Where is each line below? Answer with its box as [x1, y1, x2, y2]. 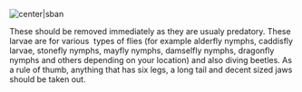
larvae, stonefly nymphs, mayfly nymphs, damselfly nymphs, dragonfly [9, 45, 275, 56]
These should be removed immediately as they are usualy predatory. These [9, 26, 292, 36]
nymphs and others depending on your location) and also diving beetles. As [9, 55, 293, 65]
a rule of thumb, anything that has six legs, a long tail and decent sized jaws [9, 64, 293, 75]
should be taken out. [9, 74, 86, 85]
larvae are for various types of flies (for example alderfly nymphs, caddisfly [9, 36, 293, 46]
